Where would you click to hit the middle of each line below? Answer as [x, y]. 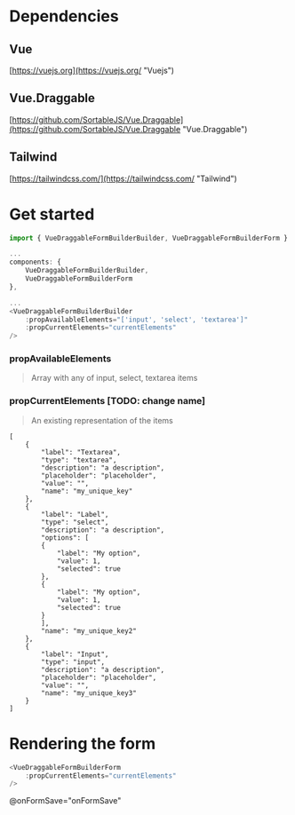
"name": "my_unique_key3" [89, 693]
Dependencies [64, 16]
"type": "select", [75, 522]
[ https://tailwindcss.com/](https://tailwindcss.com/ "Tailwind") [123, 178]
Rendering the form [83, 744]
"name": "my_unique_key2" [89, 631]
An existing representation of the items [102, 420]
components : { [36, 262]
